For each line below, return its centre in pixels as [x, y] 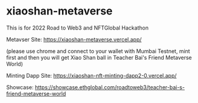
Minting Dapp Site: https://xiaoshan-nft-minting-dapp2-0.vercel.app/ [91, 75]
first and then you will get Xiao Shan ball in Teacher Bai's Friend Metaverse [99, 57]
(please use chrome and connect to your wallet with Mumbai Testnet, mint [98, 51]
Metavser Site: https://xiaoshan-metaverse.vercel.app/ [74, 39]
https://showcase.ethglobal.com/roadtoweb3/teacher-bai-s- [110, 87]
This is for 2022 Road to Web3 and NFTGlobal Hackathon [77, 28]
